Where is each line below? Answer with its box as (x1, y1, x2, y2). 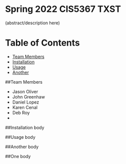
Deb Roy (12, 109, 30, 115)
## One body (5, 153, 31, 159)
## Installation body (5, 124, 44, 130)
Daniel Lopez (12, 99, 40, 105)
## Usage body (5, 134, 36, 140)
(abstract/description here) (5, 20, 60, 26)
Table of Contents (5, 37, 80, 49)
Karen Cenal (12, 104, 38, 110)
